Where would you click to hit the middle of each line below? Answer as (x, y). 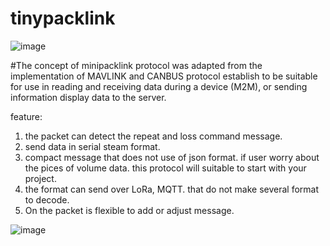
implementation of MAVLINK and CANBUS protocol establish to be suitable (164, 76)
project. (40, 178)
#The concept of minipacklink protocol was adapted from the (136, 65)
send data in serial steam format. (92, 146)
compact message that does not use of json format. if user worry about (172, 157)
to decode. (47, 199)
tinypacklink (63, 18)
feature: (26, 116)
